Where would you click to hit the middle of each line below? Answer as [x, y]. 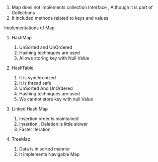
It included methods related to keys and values [60, 18]
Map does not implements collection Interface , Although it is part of [82, 7]
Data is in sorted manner [45, 149]
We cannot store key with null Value [56, 99]
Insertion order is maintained [49, 119]
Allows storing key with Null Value [54, 58]
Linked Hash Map [30, 109]
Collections [23, 13]
